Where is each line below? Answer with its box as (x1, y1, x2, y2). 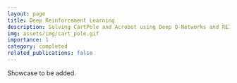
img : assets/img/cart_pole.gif (7, 30, 99, 37)
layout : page (7, 10, 46, 18)
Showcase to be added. (7, 68, 76, 77)
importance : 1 (7, 37, 49, 44)
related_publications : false (7, 50, 93, 57)
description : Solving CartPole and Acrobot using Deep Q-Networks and (7, 23, 219, 30)
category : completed (7, 43, 68, 50)
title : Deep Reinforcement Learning (7, 17, 115, 24)
